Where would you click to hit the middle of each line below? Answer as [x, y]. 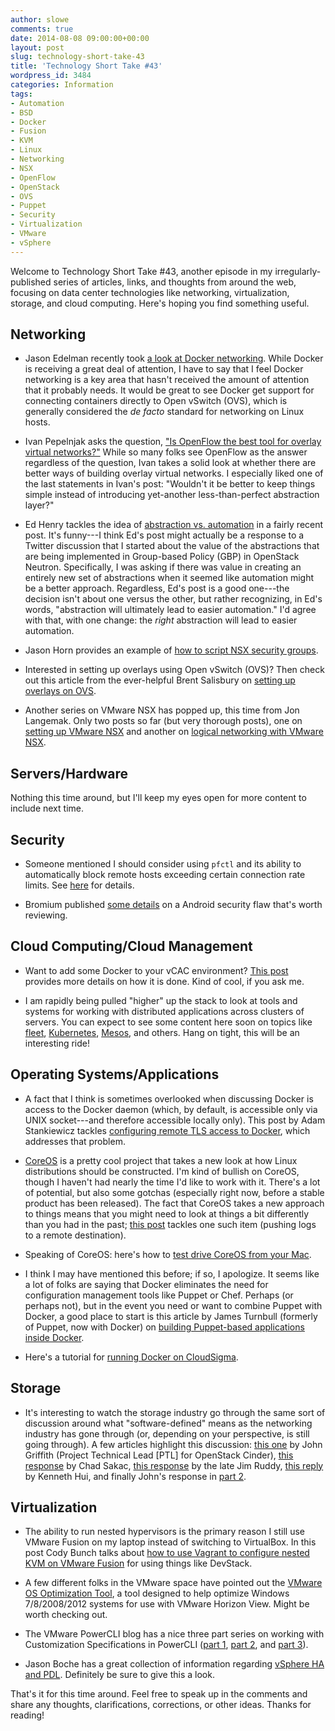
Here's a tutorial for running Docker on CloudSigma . [131, 1357]
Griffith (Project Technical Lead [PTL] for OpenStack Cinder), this [159, 1455]
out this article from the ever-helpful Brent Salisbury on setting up [160, 680]
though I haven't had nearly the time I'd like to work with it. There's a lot [172, 1182]
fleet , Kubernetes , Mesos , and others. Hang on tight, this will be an [162, 1032]
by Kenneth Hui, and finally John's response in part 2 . [135, 1476]
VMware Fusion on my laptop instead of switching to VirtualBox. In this [170, 1542]
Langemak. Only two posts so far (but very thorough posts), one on [163, 721]
